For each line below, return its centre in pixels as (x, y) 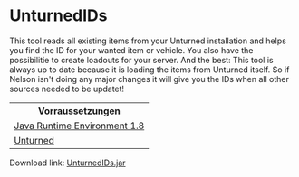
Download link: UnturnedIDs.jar (68, 163)
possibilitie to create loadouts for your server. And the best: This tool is (141, 60)
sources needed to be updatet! (67, 88)
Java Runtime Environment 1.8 (79, 126)
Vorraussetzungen (79, 111)
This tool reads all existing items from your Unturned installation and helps (148, 41)
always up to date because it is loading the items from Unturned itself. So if (149, 70)
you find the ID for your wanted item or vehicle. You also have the (131, 50)
